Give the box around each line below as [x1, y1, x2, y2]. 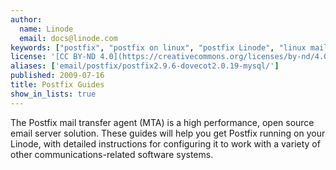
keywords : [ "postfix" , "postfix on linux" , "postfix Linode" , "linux [10, 42, 307, 53]
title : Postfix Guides [10, 80, 105, 90]
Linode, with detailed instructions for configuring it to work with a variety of [10, 137, 321, 150]
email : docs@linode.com [19, 33, 118, 43]
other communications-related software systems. [10, 148, 214, 160]
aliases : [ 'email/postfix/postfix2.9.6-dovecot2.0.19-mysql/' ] [10, 61, 280, 71]
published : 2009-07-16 [10, 71, 105, 81]
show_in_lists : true [10, 89, 97, 99]
